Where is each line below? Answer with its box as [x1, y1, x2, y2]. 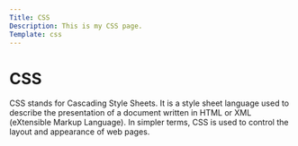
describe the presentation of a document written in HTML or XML [9, 107, 252, 118]
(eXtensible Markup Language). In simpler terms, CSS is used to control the [9, 117, 289, 128]
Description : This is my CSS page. [9, 21, 143, 30]
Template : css [9, 30, 63, 39]
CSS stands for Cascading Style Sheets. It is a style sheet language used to [9, 98, 290, 108]
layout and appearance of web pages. [9, 126, 150, 137]
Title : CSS [9, 13, 50, 22]
